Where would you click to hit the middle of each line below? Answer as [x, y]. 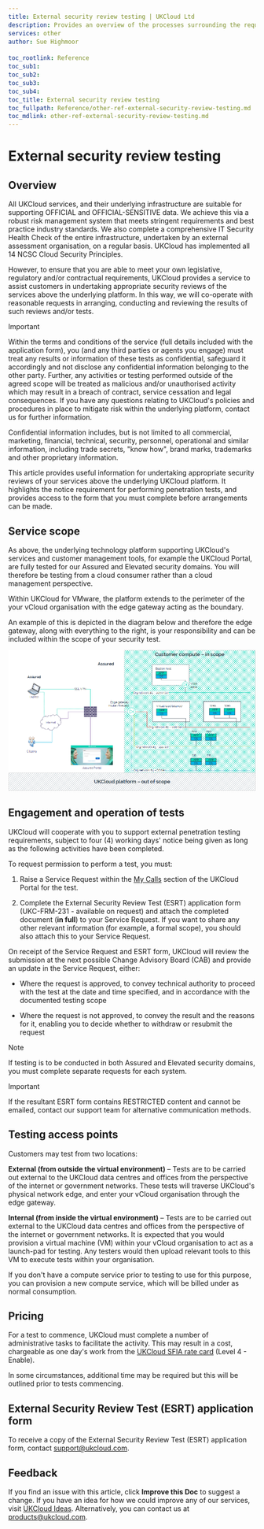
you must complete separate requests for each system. [97, 1071]
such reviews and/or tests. [51, 312]
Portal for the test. [49, 887]
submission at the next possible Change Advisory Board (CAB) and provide [130, 960]
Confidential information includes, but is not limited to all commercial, [120, 432]
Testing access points [63, 1135]
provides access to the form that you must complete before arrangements [128, 498]
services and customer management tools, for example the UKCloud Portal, [130, 558]
